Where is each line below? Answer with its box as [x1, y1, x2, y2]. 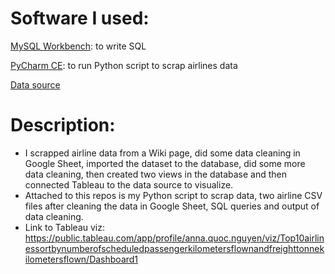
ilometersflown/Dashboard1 [24, 253, 139, 265]
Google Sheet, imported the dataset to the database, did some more [24, 157, 306, 169]
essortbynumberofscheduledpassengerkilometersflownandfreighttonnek [24, 242, 325, 254]
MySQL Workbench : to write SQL [10, 40, 147, 52]
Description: [10, 114, 116, 137]
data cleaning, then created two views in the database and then [24, 168, 288, 180]
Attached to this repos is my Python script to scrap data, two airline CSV [24, 189, 323, 201]
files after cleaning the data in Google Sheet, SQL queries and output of [24, 200, 320, 212]
